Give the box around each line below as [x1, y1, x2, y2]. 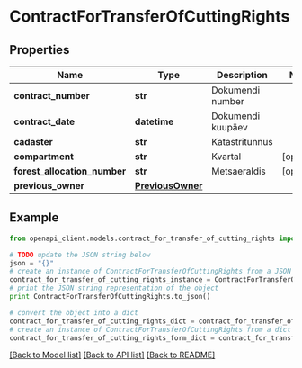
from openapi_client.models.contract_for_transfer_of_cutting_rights [9, 234, 276, 243]
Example [9, 210, 59, 226]
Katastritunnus [210, 136, 273, 148]
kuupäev [210, 121, 249, 133]
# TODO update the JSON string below [9, 250, 151, 259]
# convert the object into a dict [9, 308, 139, 317]
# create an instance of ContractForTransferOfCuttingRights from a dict [9, 325, 292, 334]
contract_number [13, 90, 90, 102]
